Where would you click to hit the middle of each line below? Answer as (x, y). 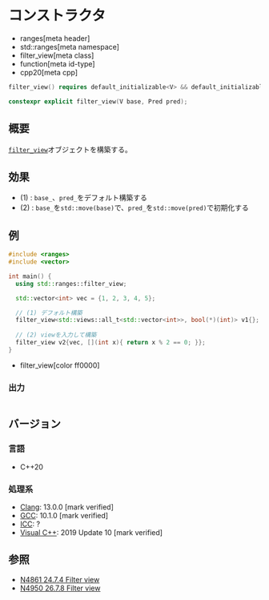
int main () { (30, 276)
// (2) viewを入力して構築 (56, 335)
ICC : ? (30, 524)
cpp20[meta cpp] (49, 72)
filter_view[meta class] (57, 55)
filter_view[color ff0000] (60, 365)
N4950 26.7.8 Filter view (60, 588)
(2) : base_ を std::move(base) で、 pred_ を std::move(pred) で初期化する (134, 207)
